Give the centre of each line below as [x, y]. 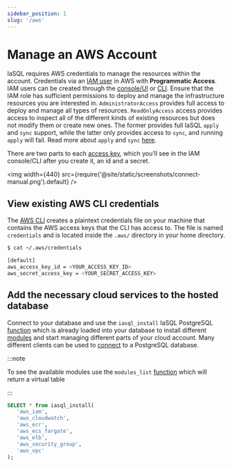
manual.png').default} [38, 182]
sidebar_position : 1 [37, 14]
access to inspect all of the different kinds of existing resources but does [111, 118]
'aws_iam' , [32, 412]
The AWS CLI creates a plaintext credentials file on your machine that [106, 220]
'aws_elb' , [32, 437]
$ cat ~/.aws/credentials [44, 248]
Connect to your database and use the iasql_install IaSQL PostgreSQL [110, 322]
